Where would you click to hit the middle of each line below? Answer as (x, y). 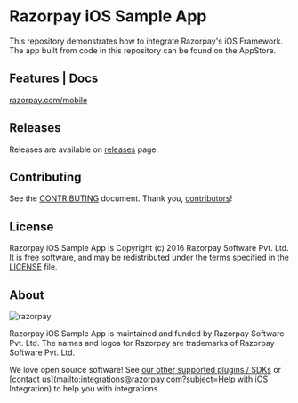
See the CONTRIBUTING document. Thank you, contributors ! (121, 198)
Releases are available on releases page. (84, 149)
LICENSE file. (33, 267)
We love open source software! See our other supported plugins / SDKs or (145, 370)
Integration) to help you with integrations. (85, 388)
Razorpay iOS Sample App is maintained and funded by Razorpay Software (147, 334)
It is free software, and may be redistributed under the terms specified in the (149, 258)
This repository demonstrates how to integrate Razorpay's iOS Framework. (146, 41)
